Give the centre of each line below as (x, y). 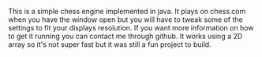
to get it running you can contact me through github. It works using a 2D (125, 36)
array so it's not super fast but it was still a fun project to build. (110, 45)
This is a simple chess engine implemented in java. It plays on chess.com (127, 11)
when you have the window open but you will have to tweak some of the (125, 20)
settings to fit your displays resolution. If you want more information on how (131, 28)
